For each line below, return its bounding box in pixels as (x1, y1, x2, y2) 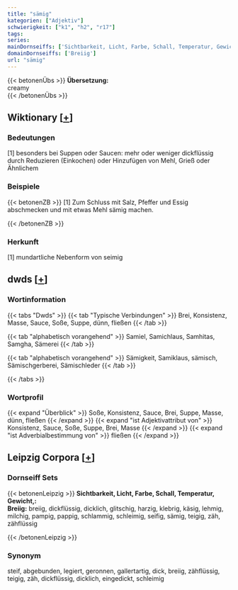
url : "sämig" (7, 57, 46, 64)
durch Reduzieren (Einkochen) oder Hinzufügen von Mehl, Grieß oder (7, 157, 210, 165)
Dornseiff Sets (7, 473, 58, 483)
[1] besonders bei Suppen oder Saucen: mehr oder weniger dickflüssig (7, 149, 214, 157)
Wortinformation (7, 295, 66, 305)
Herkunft (7, 237, 39, 247)
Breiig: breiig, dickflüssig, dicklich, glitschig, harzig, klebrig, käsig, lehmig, (7, 504, 224, 513)
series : (7, 37, 30, 44)
